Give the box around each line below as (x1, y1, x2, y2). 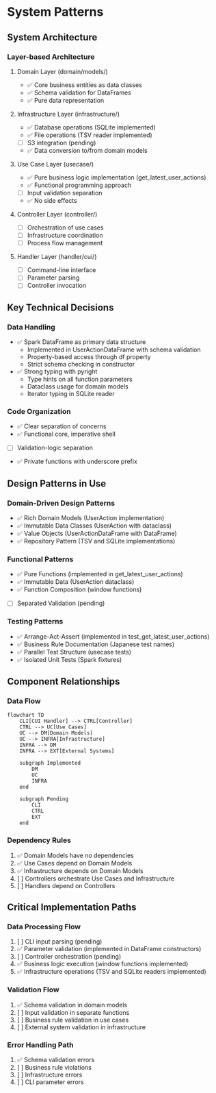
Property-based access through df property (27, 353, 152, 361)
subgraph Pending (19, 796, 69, 802)
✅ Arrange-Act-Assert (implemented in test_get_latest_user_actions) (16, 632, 210, 641)
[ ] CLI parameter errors (16, 1078, 84, 1086)
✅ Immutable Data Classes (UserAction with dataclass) (16, 521, 172, 530)
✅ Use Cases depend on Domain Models (16, 859, 133, 867)
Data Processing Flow (7, 922, 81, 932)
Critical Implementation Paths (7, 902, 137, 913)
